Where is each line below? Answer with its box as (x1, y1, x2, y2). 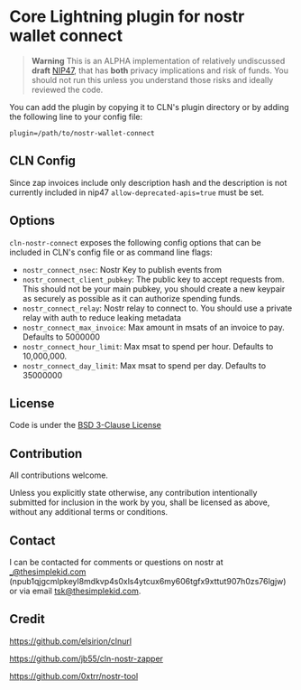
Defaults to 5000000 (22, 331, 101, 342)
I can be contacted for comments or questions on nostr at (9, 557, 223, 567)
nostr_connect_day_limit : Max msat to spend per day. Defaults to (22, 359, 267, 371)
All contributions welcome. (9, 470, 108, 480)
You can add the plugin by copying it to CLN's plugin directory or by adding (9, 101, 290, 112)
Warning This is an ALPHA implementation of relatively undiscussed (31, 55, 286, 66)
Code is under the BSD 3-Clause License (9, 420, 162, 431)
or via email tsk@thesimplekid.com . (9, 585, 141, 596)
